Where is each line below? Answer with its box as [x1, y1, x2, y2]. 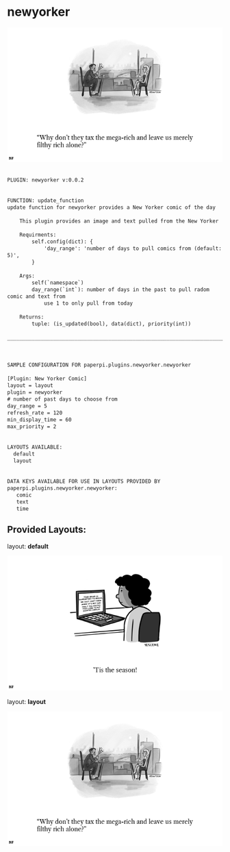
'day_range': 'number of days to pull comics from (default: [43, 245, 222, 252]
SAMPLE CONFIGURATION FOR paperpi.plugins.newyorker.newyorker [7, 361, 192, 368]
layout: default [7, 542, 49, 550]
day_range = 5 [7, 402, 48, 410]
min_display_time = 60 [7, 416, 72, 423]
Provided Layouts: [7, 524, 87, 536]
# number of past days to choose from [7, 395, 118, 403]
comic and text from [7, 292, 66, 300]
